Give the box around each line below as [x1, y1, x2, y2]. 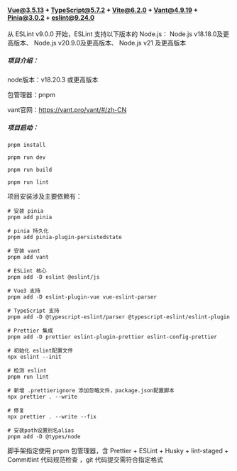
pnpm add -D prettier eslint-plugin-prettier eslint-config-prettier [7, 333, 218, 340]
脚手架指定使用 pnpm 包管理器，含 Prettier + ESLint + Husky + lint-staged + [7, 447, 229, 455]
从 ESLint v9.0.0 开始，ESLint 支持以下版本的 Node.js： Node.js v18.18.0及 [7, 30, 224, 38]
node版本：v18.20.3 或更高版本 [7, 75, 99, 84]
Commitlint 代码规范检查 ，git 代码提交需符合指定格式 [7, 455, 164, 464]
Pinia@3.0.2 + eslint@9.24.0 [7, 13, 94, 21]
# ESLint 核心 [7, 267, 48, 275]
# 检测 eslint [7, 367, 48, 375]
